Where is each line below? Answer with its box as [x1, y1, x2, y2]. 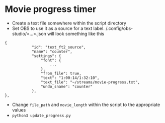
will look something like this [47, 30, 104, 36]
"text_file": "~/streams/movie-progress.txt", [40, 79, 140, 84]
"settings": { [31, 53, 61, 58]
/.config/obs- [106, 25, 133, 31]
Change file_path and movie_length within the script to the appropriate [12, 101, 160, 107]
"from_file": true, [40, 71, 81, 76]
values [12, 106, 26, 113]
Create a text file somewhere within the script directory [12, 20, 127, 26]
